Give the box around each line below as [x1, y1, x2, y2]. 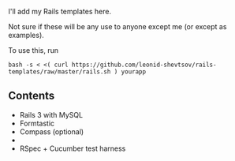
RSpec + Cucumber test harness [19, 144, 126, 153]
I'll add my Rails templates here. [8, 7, 112, 16]
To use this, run [8, 46, 59, 54]
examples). [8, 31, 45, 39]
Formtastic [19, 118, 55, 128]
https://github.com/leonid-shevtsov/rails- [71, 61, 217, 69]
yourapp [121, 68, 147, 76]
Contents [8, 89, 55, 103]
